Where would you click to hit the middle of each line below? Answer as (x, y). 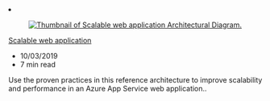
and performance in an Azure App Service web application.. (108, 89)
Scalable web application (50, 40)
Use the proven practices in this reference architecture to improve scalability (135, 80)
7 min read (38, 65)
